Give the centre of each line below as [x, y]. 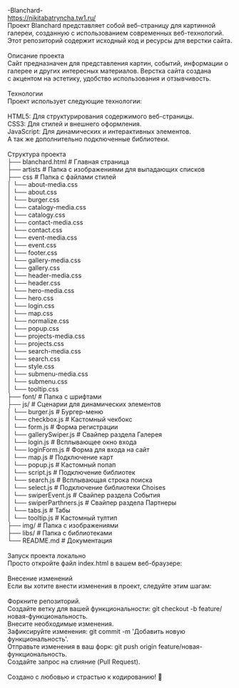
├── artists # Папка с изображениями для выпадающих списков [106, 169]
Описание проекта [36, 56]
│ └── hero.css [31, 298]
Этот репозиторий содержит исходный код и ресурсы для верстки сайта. [120, 41]
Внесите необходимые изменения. [61, 624]
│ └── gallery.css [34, 268]
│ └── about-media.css [43, 184]
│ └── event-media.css [42, 237]
